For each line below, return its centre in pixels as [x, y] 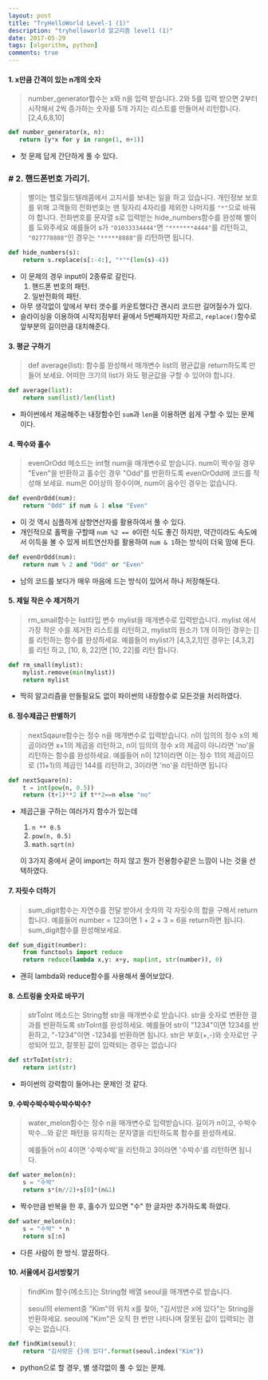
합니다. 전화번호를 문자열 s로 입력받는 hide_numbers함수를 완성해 [139, 217]
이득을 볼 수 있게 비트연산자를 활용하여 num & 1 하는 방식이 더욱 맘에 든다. [142, 542]
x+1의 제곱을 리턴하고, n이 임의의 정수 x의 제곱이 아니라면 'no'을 [155, 745]
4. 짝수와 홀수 [30, 443]
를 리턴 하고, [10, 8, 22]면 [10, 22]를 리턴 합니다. [103, 650]
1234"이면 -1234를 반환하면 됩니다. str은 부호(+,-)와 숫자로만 [154, 1035]
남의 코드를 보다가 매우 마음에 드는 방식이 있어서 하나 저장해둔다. [120, 581]
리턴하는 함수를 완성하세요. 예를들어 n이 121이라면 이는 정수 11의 [127, 755]
